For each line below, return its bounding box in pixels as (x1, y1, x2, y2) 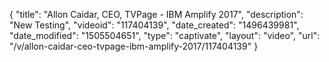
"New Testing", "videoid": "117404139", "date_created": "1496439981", (9, 19, 300, 31)
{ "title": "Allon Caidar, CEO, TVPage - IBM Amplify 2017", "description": (9, 9, 304, 20)
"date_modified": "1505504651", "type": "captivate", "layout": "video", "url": (9, 30, 321, 41)
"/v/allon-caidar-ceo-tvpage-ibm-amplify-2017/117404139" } (9, 40, 259, 52)
